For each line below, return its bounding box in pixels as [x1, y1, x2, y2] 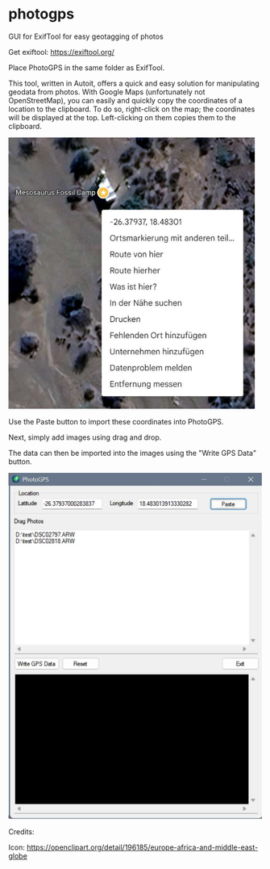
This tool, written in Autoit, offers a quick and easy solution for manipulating [8, 78, 260, 88]
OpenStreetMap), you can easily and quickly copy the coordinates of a [8, 95, 243, 105]
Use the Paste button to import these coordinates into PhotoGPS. [8, 416, 224, 426]
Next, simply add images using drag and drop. [8, 432, 162, 442]
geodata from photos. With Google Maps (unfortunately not [8, 86, 206, 97]
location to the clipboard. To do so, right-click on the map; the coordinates [8, 104, 255, 114]
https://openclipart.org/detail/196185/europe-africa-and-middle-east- [27, 842, 259, 852]
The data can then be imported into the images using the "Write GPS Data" [8, 448, 256, 457]
